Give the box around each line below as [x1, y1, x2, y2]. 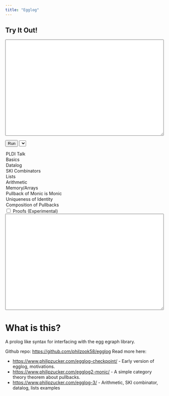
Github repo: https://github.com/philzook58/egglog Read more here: [5, 348, 147, 355]
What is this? [5, 322, 61, 334]
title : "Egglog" [5, 7, 39, 13]
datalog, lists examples [12, 385, 60, 391]
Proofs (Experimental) [12, 208, 58, 214]
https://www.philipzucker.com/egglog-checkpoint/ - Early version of [12, 358, 154, 364]
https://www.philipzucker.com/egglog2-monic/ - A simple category [12, 369, 152, 375]
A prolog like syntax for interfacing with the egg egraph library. [5, 339, 135, 345]
